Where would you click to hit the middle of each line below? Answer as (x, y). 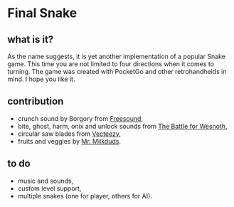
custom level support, (49, 188)
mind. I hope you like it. (41, 79)
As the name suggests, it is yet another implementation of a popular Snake (117, 56)
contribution (36, 101)
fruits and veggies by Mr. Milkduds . (69, 141)
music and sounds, (46, 181)
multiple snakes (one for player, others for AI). (85, 196)
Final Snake (42, 13)
